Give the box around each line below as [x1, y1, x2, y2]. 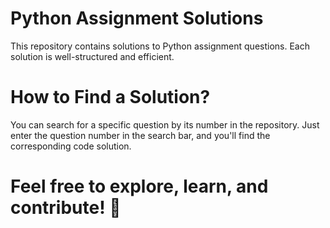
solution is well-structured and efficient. [10, 50, 175, 62]
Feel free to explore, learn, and [10, 175, 269, 198]
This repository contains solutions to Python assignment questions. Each [10, 40, 311, 52]
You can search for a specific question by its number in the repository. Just [10, 118, 320, 131]
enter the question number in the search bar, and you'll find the [10, 129, 271, 141]
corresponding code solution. [10, 140, 132, 152]
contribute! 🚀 [10, 197, 122, 219]
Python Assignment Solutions [10, 7, 264, 30]
